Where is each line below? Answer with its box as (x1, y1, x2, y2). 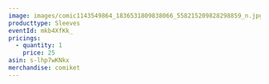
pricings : (8, 34, 42, 42)
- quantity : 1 (15, 42, 62, 50)
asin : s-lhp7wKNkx (8, 57, 70, 65)
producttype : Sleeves (8, 19, 81, 27)
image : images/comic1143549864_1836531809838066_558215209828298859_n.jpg (8, 11, 263, 20)
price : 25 (22, 49, 56, 57)
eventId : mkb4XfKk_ (8, 26, 74, 34)
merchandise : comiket (8, 64, 81, 72)
